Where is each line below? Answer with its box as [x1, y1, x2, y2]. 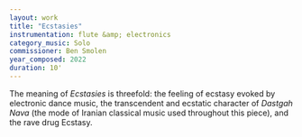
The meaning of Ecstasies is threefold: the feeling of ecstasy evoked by [9, 87, 276, 99]
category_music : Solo [9, 38, 91, 48]
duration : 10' [9, 64, 63, 73]
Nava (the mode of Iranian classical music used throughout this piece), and [9, 107, 289, 118]
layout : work [9, 13, 59, 23]
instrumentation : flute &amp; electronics [9, 30, 171, 39]
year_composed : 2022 [9, 55, 87, 64]
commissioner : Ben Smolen [9, 47, 106, 56]
